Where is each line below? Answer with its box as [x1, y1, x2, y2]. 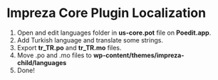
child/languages [16, 58, 67, 67]
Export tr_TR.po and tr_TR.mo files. [16, 43, 122, 52]
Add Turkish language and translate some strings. [16, 35, 163, 44]
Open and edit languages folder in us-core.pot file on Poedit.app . [16, 28, 212, 37]
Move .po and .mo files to [16, 51, 92, 59]
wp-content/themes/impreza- [93, 51, 185, 59]
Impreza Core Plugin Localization [6, 5, 207, 21]
